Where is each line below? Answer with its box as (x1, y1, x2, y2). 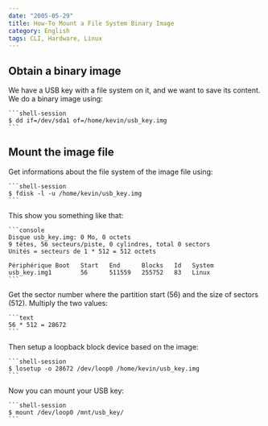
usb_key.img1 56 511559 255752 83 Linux (8, 268, 211, 276)
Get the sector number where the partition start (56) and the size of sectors (8, 289, 259, 299)
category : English (8, 27, 70, 35)
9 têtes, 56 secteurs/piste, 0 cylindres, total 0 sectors (8, 240, 211, 248)
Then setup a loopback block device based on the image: (8, 341, 199, 351)
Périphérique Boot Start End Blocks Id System (8, 261, 215, 270)
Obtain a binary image (8, 64, 122, 77)
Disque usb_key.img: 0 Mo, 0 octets (8, 233, 131, 242)
